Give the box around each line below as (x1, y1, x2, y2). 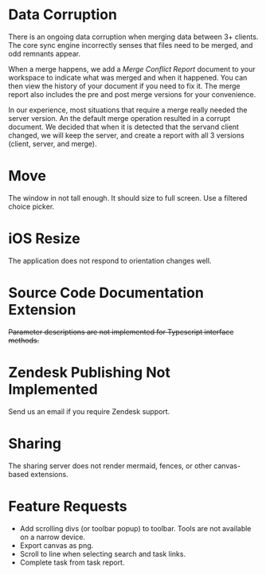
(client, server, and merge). (8, 139, 97, 148)
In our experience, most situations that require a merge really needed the (8, 105, 248, 115)
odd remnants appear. (8, 49, 81, 58)
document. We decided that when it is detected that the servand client (8, 122, 239, 131)
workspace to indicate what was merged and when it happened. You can (8, 72, 248, 82)
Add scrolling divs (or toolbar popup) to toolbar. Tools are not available (19, 523, 252, 533)
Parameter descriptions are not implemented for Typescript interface (8, 327, 234, 336)
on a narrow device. (19, 532, 86, 542)
